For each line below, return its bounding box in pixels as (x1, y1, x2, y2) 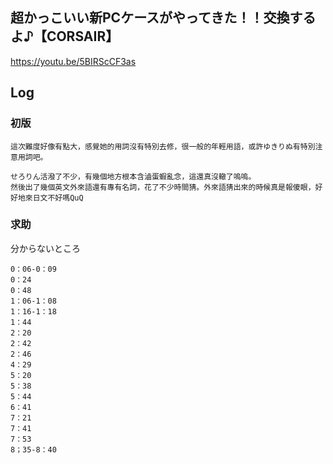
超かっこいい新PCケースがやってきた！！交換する (10, 9, 317, 27)
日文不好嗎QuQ (32, 193, 84, 203)
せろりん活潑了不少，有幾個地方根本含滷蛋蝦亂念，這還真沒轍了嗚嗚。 (10, 171, 257, 182)
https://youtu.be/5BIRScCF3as (10, 55, 137, 67)
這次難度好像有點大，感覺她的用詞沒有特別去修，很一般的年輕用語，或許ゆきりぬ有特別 (10, 141, 316, 152)
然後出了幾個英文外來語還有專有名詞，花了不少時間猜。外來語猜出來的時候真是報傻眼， (10, 182, 316, 192)
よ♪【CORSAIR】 (10, 28, 120, 45)
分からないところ (10, 242, 81, 254)
